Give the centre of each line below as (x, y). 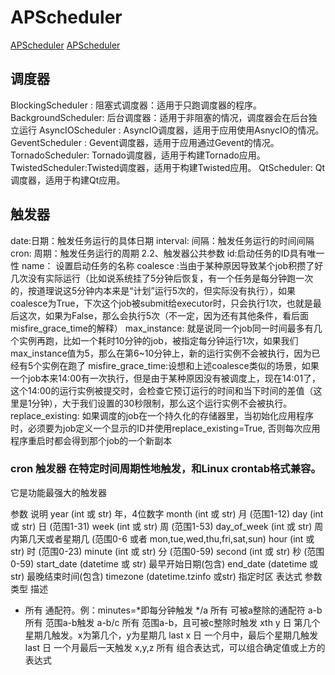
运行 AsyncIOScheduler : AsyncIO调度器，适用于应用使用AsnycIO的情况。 (171, 130)
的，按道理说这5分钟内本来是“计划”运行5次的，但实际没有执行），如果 (153, 290)
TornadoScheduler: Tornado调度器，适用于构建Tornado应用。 (138, 155)
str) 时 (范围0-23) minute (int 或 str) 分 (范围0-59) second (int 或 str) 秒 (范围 (167, 551)
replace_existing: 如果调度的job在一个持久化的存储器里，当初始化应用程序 (162, 415)
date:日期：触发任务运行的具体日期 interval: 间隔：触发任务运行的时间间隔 (162, 240)
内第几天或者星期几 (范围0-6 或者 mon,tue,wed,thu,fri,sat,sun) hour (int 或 (162, 538)
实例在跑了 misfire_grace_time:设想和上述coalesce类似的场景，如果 (180, 365)
